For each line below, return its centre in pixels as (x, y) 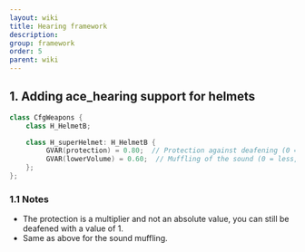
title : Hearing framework (58, 26)
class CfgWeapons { (46, 117)
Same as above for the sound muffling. (95, 238)
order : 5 (26, 52)
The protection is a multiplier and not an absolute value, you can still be (156, 219)
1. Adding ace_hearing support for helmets (133, 97)
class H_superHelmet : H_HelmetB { (91, 142)
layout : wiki (34, 18)
